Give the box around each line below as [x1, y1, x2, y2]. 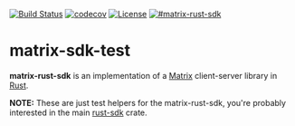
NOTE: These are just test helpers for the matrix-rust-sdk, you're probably [9, 97, 287, 108]
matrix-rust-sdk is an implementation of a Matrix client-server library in [9, 70, 278, 81]
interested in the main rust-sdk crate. [9, 107, 147, 118]
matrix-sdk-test [9, 41, 131, 61]
